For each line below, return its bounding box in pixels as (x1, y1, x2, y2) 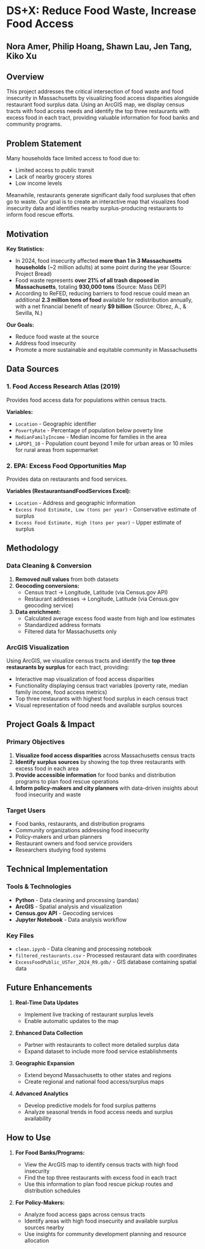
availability (24, 1115, 52, 1122)
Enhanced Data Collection (15, 1029, 83, 1037)
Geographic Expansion (15, 1059, 75, 1067)
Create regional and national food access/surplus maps (24, 1078, 164, 1085)
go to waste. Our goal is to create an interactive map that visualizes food (6, 198, 189, 206)
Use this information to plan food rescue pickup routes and (24, 1180, 173, 1188)
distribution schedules (24, 1186, 81, 1194)
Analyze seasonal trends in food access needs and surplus (24, 1108, 173, 1115)
